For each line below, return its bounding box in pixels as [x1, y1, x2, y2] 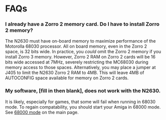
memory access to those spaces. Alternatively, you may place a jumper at [5, 64, 156, 70]
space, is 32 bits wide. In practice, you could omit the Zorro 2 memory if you [5, 49, 162, 55]
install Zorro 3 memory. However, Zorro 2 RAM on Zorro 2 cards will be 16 [5, 54, 156, 60]
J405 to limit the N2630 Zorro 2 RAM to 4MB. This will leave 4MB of [5, 70, 145, 76]
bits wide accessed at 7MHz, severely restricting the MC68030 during [5, 59, 149, 65]
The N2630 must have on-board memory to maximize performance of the [5, 38, 156, 44]
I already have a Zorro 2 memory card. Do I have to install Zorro [5, 21, 160, 28]
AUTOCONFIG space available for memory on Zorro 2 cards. [5, 75, 129, 81]
